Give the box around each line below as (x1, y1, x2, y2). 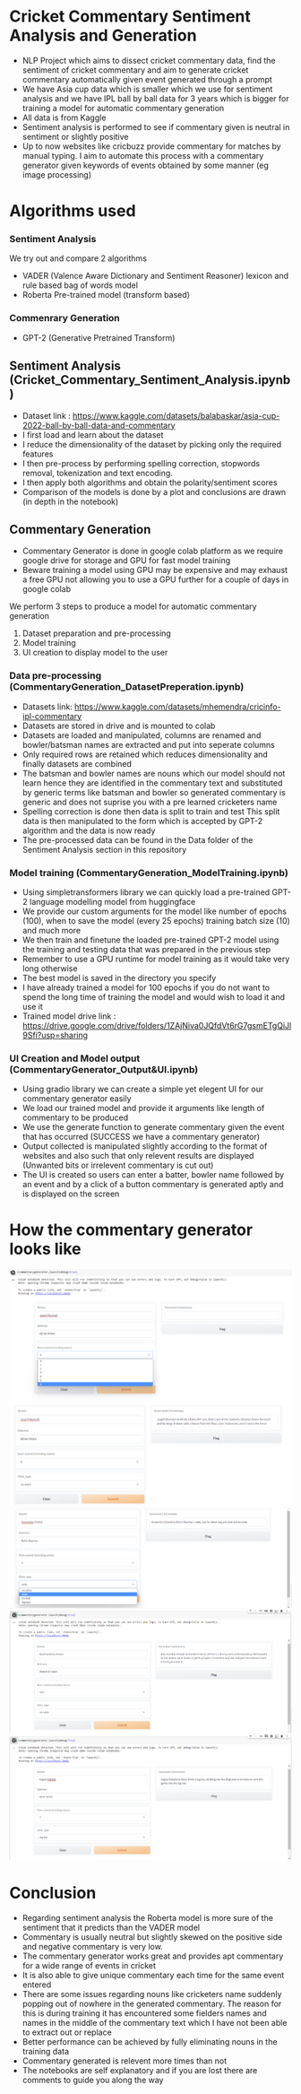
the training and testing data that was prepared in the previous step (21, 943, 271, 954)
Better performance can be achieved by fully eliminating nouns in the (21, 2036, 278, 2046)
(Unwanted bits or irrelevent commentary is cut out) (21, 1160, 214, 1171)
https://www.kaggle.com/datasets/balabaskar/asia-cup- (73, 410, 280, 421)
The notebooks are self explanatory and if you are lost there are (21, 2064, 258, 2075)
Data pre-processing (9, 670, 101, 682)
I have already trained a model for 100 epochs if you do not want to (21, 982, 271, 993)
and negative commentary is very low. (21, 1941, 163, 1951)
